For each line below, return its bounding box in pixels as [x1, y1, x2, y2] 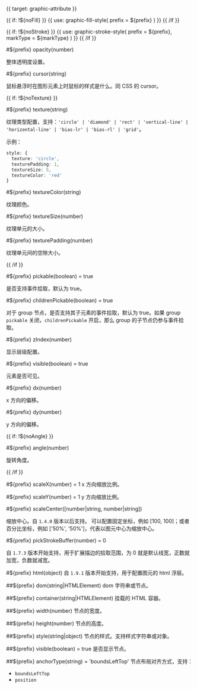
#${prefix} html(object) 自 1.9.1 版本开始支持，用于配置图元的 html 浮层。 [6, 569, 188, 576]
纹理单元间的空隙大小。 [6, 250, 63, 257]
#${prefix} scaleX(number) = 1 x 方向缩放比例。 [6, 481, 123, 488]
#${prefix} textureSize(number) [6, 213, 84, 220]
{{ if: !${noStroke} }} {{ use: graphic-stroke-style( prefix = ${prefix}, [6, 28, 172, 35]
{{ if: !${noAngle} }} [6, 433, 54, 440]
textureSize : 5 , [11, 167, 52, 173]
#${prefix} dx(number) [6, 384, 62, 392]
